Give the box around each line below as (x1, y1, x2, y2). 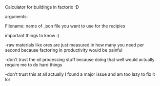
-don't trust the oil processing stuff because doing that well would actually (5, 57, 155, 63)
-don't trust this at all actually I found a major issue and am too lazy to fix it (5, 71, 155, 77)
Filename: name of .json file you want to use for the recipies (5, 23, 125, 29)
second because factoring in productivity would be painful (5, 47, 123, 53)
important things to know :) (5, 33, 60, 38)
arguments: (5, 14, 28, 19)
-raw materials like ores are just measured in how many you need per (5, 42, 144, 48)
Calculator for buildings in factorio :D (5, 4, 79, 10)
